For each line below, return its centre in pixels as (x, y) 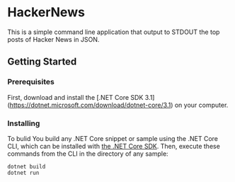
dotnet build (27, 166)
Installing (24, 123)
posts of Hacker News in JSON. (53, 39)
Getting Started (42, 62)
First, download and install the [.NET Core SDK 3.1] (81, 97)
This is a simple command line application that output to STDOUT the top (114, 32)
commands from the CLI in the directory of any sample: (88, 154)
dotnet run (23, 173)
